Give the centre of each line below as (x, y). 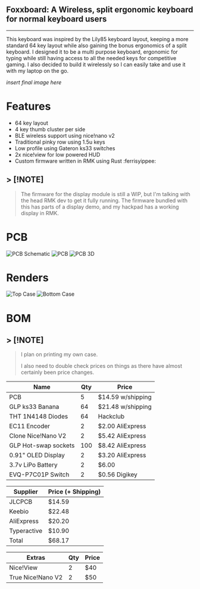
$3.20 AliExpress (122, 455)
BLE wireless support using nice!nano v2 (65, 135)
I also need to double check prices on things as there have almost (101, 366)
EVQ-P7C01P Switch (39, 475)
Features (29, 106)
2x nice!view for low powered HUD (57, 154)
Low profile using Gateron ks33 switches (65, 148)
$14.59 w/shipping (125, 397)
